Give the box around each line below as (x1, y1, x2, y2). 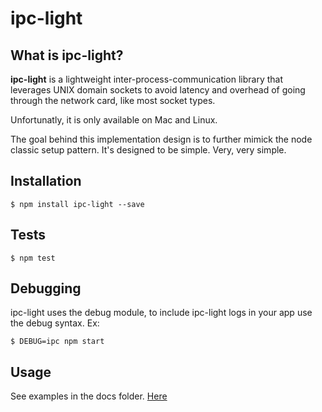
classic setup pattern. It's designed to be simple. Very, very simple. (10, 144, 287, 156)
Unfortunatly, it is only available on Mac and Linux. (10, 114, 218, 126)
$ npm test (10, 253, 56, 263)
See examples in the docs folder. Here (10, 390, 168, 402)
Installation (10, 173, 82, 190)
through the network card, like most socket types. (10, 95, 216, 106)
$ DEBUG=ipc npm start (10, 337, 105, 347)
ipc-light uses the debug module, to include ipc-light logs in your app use (10, 307, 313, 319)
